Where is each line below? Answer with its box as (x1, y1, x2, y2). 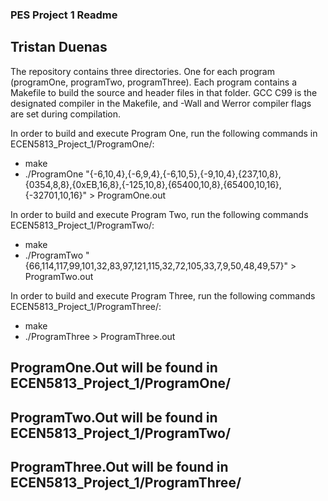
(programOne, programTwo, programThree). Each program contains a (10, 76, 298, 88)
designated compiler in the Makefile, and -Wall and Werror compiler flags (10, 97, 312, 109)
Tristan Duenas (10, 39, 108, 56)
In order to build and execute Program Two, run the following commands (10, 208, 309, 220)
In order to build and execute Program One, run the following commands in (10, 127, 318, 139)
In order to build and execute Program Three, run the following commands (10, 289, 316, 302)
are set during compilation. (10, 108, 122, 120)
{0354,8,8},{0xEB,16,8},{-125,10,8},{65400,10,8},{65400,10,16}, (24, 178, 282, 190)
